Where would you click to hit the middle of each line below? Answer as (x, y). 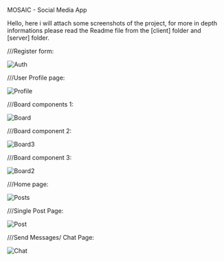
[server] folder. (28, 38)
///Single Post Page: (35, 211)
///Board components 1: (41, 104)
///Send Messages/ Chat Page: (51, 237)
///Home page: (28, 184)
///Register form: (31, 51)
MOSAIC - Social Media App (47, 10)
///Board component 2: (40, 131)
